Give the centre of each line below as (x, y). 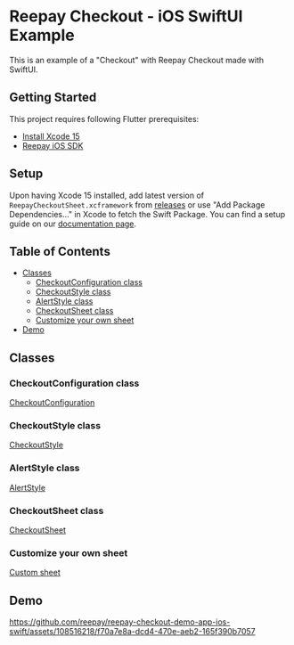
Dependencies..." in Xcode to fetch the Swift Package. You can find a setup (147, 214)
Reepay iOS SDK (53, 145)
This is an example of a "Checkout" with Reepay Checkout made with (137, 60)
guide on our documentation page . (73, 224)
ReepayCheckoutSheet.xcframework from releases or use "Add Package (137, 204)
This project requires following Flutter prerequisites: (104, 118)
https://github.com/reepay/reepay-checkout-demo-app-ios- (120, 622)
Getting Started (53, 98)
